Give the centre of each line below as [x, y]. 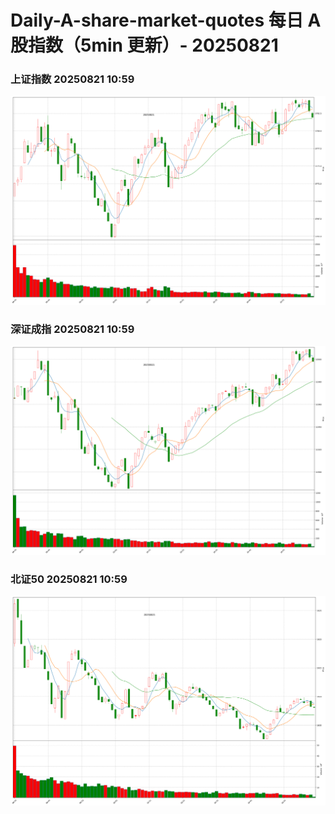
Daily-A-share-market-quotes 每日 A [166, 20]
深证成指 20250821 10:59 [72, 329]
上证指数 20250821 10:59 [72, 79]
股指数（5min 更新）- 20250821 [144, 45]
